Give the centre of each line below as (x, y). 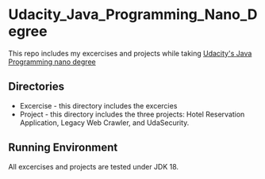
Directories (36, 87)
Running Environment (63, 148)
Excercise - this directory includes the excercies (98, 105)
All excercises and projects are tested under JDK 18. (94, 166)
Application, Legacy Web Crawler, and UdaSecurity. (104, 122)
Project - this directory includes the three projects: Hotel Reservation (132, 114)
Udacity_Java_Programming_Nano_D (133, 15)
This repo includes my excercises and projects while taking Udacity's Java (130, 53)
